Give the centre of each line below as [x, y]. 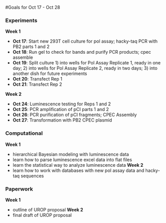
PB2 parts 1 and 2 [31, 47]
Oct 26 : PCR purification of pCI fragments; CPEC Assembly [75, 115]
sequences [32, 176]
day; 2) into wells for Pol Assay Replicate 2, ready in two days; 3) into [85, 68]
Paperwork [19, 189]
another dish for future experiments [50, 73]
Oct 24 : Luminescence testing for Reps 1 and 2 [62, 104]
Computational [24, 133]
